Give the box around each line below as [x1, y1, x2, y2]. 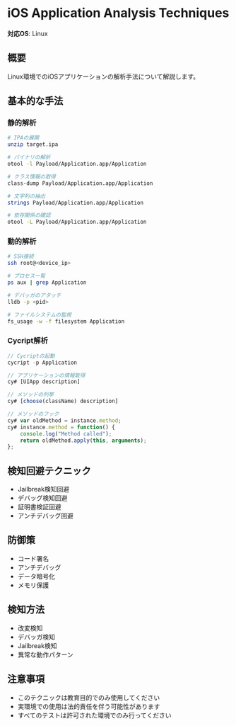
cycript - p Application [7, 359, 78, 366]
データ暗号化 [17, 572, 55, 580]
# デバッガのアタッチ [7, 292, 61, 299]
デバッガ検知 [17, 633, 55, 641]
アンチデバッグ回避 [17, 511, 74, 520]
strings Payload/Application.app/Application [7, 199, 143, 206]
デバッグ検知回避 [17, 494, 68, 502]
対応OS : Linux [7, 29, 48, 38]
